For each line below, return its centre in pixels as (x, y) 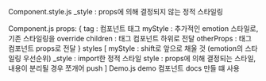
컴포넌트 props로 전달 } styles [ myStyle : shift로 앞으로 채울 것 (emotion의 (126, 48)
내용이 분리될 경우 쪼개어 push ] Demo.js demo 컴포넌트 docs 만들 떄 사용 (124, 68)
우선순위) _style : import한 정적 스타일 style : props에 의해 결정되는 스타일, (139, 58)
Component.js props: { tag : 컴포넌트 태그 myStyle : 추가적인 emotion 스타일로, (133, 29)
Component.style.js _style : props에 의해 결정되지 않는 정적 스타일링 (116, 12)
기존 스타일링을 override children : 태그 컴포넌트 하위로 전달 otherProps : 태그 (130, 39)
